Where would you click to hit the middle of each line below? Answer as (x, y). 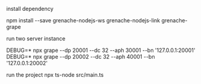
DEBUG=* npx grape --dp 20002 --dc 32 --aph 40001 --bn (81, 57)
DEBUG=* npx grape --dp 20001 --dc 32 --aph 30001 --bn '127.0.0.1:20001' (101, 50)
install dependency (30, 9)
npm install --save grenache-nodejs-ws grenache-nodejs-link (83, 20)
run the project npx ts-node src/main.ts (55, 75)
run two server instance (36, 38)
